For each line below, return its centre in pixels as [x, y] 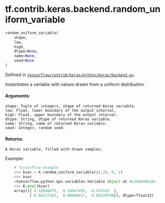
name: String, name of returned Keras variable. [56, 124]
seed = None [24, 61]
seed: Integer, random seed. [35, 128]
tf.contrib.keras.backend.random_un [83, 9]
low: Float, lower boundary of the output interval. [61, 111]
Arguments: [18, 96]
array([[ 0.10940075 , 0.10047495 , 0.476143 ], [66, 191]
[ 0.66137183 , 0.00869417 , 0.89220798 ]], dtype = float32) [92, 195]
